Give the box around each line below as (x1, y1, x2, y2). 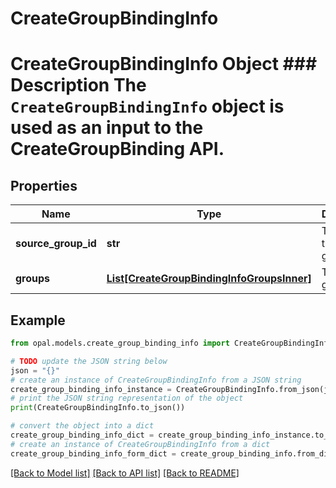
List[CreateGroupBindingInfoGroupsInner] (106, 272, 312, 286)
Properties (10, 177, 78, 194)
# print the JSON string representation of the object (10, 393, 244, 404)
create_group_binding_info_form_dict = (10, 448, 177, 459)
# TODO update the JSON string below (10, 356, 168, 366)
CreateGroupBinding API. (10, 138, 225, 161)
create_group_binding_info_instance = (10, 384, 172, 394)
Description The (10, 74, 147, 97)
